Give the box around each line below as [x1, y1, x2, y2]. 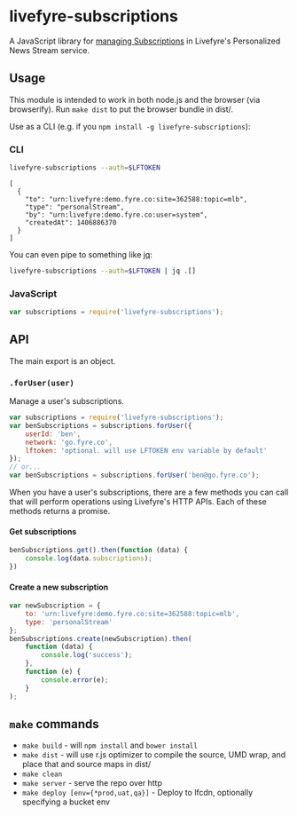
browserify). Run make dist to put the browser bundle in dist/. [9, 104, 233, 115]
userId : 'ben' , [25, 429, 82, 439]
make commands [9, 717, 99, 732]
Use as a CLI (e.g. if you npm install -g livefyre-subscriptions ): [9, 121, 251, 131]
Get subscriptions [9, 526, 77, 536]
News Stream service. [9, 44, 90, 55]
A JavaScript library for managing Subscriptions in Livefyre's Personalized [9, 36, 281, 46]
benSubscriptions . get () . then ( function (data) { [9, 546, 189, 555]
